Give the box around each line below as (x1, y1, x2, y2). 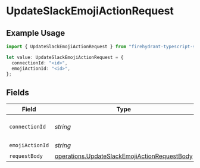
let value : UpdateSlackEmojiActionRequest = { (6, 54, 124, 60)
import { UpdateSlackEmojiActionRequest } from (6, 43, 127, 49)
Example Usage (6, 28, 65, 38)
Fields (6, 88, 30, 98)
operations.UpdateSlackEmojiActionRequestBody (54, 152, 193, 160)
